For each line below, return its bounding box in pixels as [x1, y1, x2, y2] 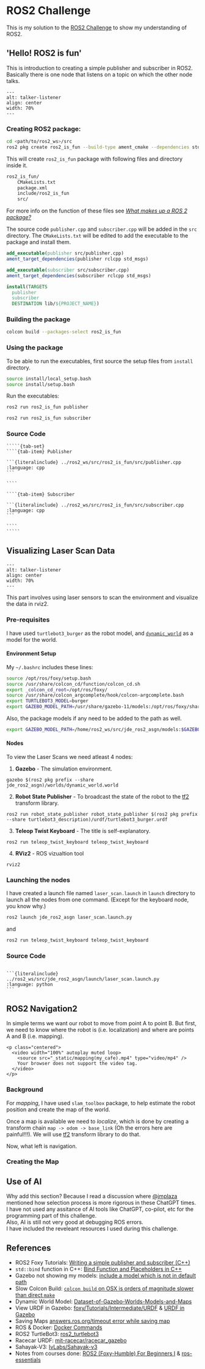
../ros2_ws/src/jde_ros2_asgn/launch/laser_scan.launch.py [6, 976, 160, 982]
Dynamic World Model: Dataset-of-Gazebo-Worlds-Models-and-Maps [15, 1298, 192, 1305]
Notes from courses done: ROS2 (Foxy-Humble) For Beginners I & [15, 1350, 181, 1357]
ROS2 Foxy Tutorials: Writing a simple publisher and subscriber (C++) [15, 1259, 190, 1266]
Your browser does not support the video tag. [17, 1061, 138, 1067]
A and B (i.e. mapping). [6, 1033, 64, 1040]
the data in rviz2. [6, 600, 49, 608]
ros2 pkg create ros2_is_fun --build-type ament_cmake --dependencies [6, 144, 190, 150]
